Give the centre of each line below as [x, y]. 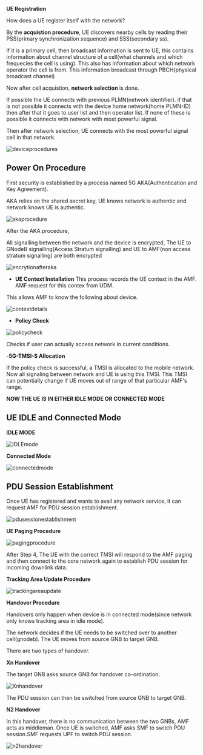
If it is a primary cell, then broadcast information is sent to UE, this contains [100, 50]
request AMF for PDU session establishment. [62, 508]
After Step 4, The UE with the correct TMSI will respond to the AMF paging [99, 555]
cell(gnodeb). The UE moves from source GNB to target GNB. [83, 639]
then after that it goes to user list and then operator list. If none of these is [98, 112]
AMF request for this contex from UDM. [64, 285]
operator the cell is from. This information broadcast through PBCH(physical [101, 70]
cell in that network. [31, 137]
